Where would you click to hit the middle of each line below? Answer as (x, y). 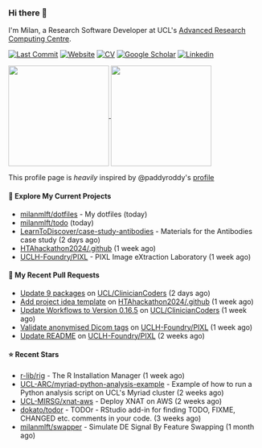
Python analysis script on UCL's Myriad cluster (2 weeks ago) (122, 393)
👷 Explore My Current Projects (60, 195)
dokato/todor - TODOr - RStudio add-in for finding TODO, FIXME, (127, 409)
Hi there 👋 (28, 13)
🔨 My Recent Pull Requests (54, 275)
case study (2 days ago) (60, 240)
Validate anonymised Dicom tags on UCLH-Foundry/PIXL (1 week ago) (136, 327)
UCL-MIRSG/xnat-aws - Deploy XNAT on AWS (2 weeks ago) (121, 401)
